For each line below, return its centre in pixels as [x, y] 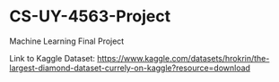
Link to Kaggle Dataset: [52, 58]
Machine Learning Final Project [67, 41]
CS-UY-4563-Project [90, 16]
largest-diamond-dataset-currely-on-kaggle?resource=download [130, 68]
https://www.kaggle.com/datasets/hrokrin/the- [183, 58]
